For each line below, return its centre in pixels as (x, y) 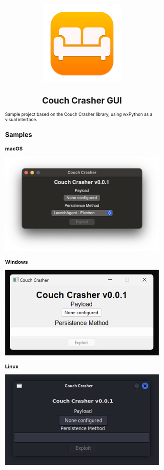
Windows (17, 262)
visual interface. (21, 119)
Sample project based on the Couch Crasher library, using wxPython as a (79, 114)
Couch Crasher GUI (82, 101)
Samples (19, 135)
